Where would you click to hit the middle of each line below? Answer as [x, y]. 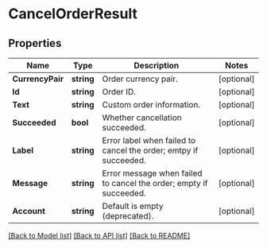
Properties [35, 43]
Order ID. [119, 92]
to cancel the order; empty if [155, 183]
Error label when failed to [149, 140]
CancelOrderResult [73, 14]
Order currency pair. [140, 79]
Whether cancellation [142, 118]
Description [157, 66]
